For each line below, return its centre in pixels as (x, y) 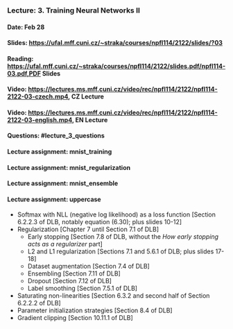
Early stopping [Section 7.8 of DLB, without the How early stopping (123, 237)
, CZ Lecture (86, 96)
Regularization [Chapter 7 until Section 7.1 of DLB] (88, 229)
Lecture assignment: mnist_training (60, 152)
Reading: (20, 58)
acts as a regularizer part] (65, 244)
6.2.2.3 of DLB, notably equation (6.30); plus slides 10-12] (100, 222)
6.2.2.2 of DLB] (39, 303)
